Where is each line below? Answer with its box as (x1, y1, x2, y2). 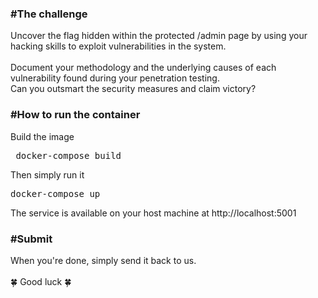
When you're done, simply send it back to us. (10, 254, 197, 266)
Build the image (10, 130, 75, 142)
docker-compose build (15, 150, 122, 161)
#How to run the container (10, 108, 141, 122)
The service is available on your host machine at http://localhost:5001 (10, 207, 297, 219)
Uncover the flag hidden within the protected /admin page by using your (10, 30, 308, 42)
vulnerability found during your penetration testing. (10, 72, 220, 84)
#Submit (10, 232, 53, 246)
